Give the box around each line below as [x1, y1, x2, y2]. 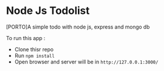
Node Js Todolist [6, 4, 90, 17]
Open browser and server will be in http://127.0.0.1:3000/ [14, 58, 159, 65]
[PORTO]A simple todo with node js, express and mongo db [6, 23, 150, 30]
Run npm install [14, 52, 55, 59]
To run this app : [6, 34, 46, 41]
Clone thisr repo [14, 45, 54, 53]
